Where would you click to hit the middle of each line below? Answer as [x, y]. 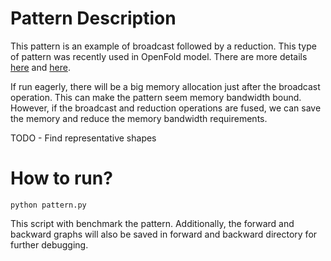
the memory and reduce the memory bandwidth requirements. [139, 118]
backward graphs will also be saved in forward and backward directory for [164, 234]
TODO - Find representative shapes [83, 138]
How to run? [61, 178]
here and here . [40, 67]
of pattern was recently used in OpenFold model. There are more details [159, 56]
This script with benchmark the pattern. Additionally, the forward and [152, 223]
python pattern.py [48, 205]
